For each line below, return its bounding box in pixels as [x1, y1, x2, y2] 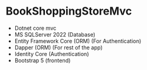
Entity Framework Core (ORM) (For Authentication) [14, 37, 142, 44]
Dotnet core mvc [14, 24, 57, 32]
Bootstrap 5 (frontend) [14, 57, 71, 64]
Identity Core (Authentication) [14, 50, 89, 57]
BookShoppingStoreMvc [5, 4, 132, 18]
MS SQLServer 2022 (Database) [14, 30, 95, 38]
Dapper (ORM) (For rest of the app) [14, 44, 103, 51]
